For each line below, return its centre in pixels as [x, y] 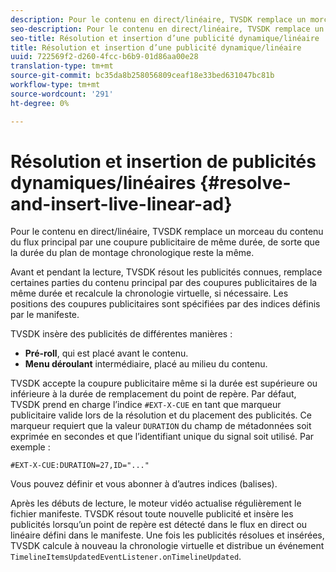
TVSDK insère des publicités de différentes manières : [121, 334]
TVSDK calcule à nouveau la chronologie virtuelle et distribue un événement [167, 546]
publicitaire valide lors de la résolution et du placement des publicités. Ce [161, 415]
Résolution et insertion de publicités [163, 161]
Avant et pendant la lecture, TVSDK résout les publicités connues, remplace [166, 272]
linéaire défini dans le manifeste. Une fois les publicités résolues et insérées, [167, 535]
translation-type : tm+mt [62, 66]
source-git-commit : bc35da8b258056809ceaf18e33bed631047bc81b [142, 76]
